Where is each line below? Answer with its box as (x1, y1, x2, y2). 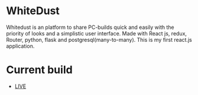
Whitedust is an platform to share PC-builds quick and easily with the (6, 24, 174, 31)
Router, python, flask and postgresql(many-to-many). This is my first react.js (6, 36, 192, 43)
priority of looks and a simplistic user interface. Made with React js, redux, (6, 30, 187, 37)
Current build (6, 63, 73, 77)
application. (6, 42, 35, 50)
